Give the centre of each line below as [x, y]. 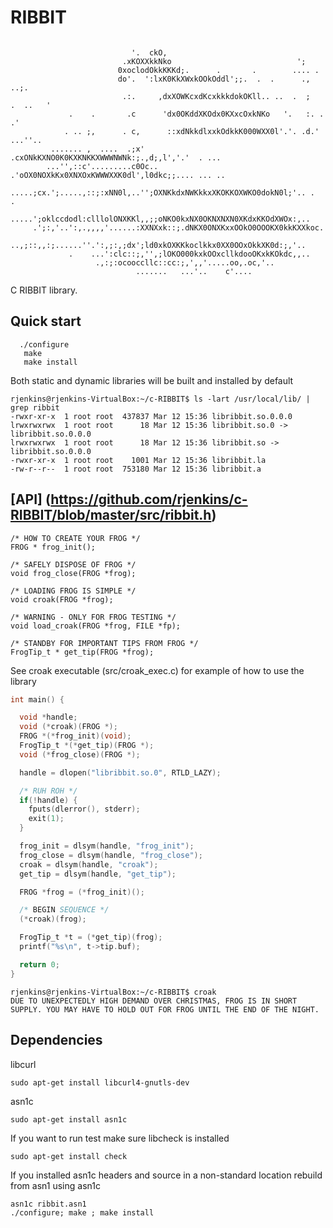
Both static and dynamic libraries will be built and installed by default [152, 380]
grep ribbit [35, 407]
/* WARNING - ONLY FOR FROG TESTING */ [93, 617]
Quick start [46, 321]
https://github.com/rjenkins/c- [149, 499]
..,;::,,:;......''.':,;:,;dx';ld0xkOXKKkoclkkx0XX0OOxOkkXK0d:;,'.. [158, 245]
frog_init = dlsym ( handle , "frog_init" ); [107, 846]
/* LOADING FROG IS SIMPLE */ [73, 591]
